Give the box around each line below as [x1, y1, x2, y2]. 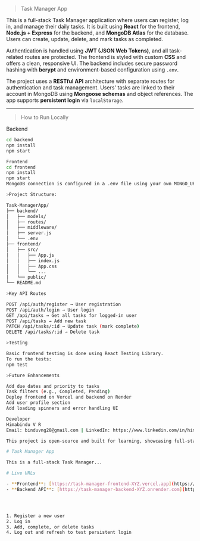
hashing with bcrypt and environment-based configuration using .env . [6, 66, 179, 73]
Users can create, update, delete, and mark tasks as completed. [6, 36, 164, 42]
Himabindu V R [6, 421, 42, 428]
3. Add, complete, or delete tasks [6, 524, 95, 530]
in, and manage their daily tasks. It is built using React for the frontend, [6, 23, 180, 30]
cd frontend [6, 164, 36, 170]
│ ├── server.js [6, 230, 52, 236]
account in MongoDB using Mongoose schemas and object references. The [6, 91, 193, 97]
